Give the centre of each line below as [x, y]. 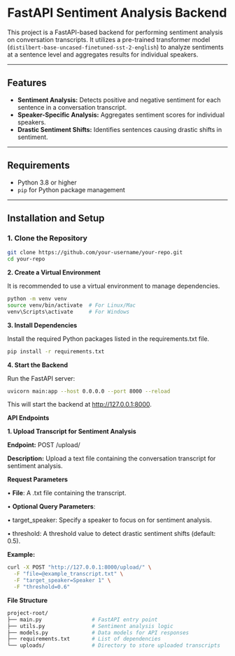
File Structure [27, 600]
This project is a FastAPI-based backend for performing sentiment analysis [115, 32]
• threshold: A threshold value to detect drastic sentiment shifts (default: [112, 534]
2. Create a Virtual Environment [54, 272]
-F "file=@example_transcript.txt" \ [69, 574]
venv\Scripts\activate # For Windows [69, 312]
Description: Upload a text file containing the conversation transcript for [112, 458]
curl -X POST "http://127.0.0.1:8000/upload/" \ [79, 567]
